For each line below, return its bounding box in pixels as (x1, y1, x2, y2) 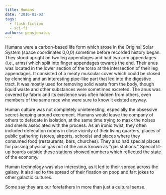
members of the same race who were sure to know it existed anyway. (5, 97, 148, 102)
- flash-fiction (9, 21, 43, 26)
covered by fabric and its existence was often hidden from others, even (5, 92, 152, 97)
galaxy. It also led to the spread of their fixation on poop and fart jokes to (5, 169, 154, 175)
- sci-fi (9, 26, 28, 31)
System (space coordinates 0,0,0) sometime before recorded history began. (5, 49, 161, 55)
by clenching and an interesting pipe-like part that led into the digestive (5, 76, 152, 82)
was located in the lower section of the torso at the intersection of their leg (5, 65, 158, 71)
